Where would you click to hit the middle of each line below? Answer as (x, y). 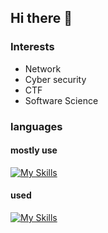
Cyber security (55, 79)
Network (43, 68)
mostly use (34, 150)
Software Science (61, 100)
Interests (32, 47)
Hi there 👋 (41, 18)
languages (36, 126)
